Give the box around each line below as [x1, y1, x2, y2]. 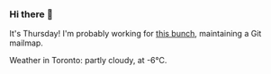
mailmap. [9, 37, 43, 48]
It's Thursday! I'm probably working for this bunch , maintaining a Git [9, 29, 262, 39]
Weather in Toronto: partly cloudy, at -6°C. [9, 55, 167, 66]
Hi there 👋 [9, 8, 54, 21]
